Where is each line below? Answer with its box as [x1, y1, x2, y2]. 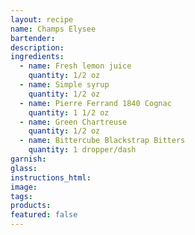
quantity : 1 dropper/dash [28, 145, 137, 155]
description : [10, 42, 65, 53]
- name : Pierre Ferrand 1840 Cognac [19, 98, 172, 108]
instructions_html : [10, 172, 92, 183]
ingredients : [10, 52, 65, 62]
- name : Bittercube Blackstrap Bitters [19, 136, 186, 146]
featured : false [10, 210, 78, 220]
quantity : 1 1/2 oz [28, 107, 110, 118]
